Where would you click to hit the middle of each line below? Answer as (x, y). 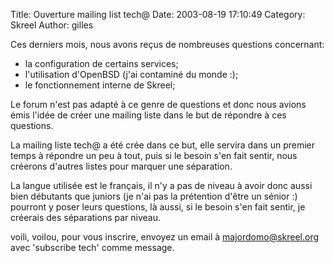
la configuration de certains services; (101, 63)
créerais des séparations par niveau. (85, 217)
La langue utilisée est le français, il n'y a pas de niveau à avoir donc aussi (161, 185)
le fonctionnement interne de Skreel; (100, 85)
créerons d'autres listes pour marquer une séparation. (121, 166)
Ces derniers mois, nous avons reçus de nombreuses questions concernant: (167, 44)
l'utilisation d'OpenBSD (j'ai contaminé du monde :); (131, 74)
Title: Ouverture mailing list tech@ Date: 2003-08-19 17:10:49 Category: (158, 14)
